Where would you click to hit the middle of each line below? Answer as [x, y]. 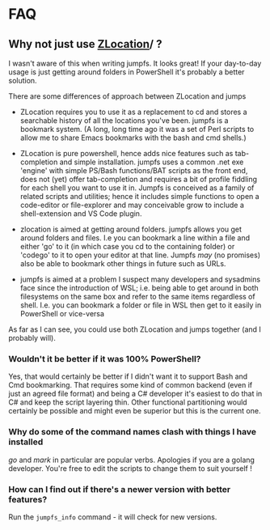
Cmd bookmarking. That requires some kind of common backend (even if [131, 385]
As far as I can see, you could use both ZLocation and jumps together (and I [135, 329]
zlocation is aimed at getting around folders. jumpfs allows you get [131, 229]
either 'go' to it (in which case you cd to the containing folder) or [127, 246]
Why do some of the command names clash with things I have [133, 432]
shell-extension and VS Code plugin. [81, 214]
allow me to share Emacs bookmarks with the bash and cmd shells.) [133, 138]
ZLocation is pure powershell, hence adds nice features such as [127, 153]
